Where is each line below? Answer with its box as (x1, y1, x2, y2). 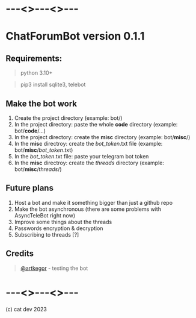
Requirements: (5, 53, 63, 63)
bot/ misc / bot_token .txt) (14, 146, 73, 154)
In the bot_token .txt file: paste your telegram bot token (14, 153, 149, 160)
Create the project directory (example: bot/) (14, 114, 123, 122)
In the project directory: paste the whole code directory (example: (14, 121, 178, 128)
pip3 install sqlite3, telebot (20, 81, 86, 89)
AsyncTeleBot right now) (14, 211, 76, 219)
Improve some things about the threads (14, 218, 112, 225)
